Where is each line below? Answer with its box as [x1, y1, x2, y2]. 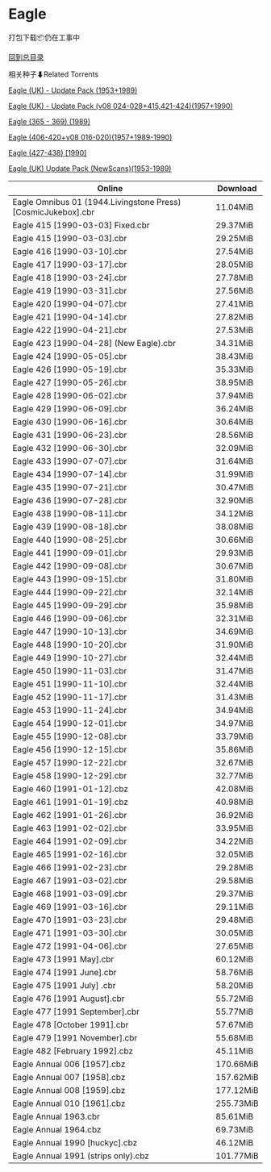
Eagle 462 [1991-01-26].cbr [12, 809, 127, 820]
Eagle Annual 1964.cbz [12, 1124, 102, 1135]
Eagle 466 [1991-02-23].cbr [12, 861, 127, 873]
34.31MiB [215, 337, 254, 348]
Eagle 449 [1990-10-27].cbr [12, 652, 127, 663]
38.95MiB [215, 377, 254, 388]
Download [217, 182, 257, 194]
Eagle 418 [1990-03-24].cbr [12, 272, 127, 283]
